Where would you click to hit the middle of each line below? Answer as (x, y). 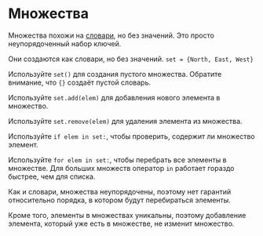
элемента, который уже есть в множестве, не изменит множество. (121, 223)
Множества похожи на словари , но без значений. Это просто (111, 35)
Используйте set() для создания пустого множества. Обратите (115, 74)
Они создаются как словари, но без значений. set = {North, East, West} (131, 59)
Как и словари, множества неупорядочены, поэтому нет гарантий (120, 191)
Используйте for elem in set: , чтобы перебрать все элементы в (117, 160)
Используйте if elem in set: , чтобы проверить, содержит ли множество (131, 136)
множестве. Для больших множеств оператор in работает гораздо (121, 168)
